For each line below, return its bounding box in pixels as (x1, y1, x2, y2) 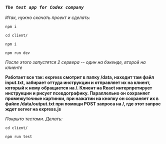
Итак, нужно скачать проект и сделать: (5, 14, 90, 20)
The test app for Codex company (5, 4, 84, 10)
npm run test (5, 134, 32, 139)
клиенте (5, 64, 22, 70)
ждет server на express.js (5, 106, 61, 112)
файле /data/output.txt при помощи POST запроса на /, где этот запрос (5, 101, 161, 107)
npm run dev (5, 50, 30, 55)
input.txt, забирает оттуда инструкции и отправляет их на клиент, (5, 79, 151, 85)
